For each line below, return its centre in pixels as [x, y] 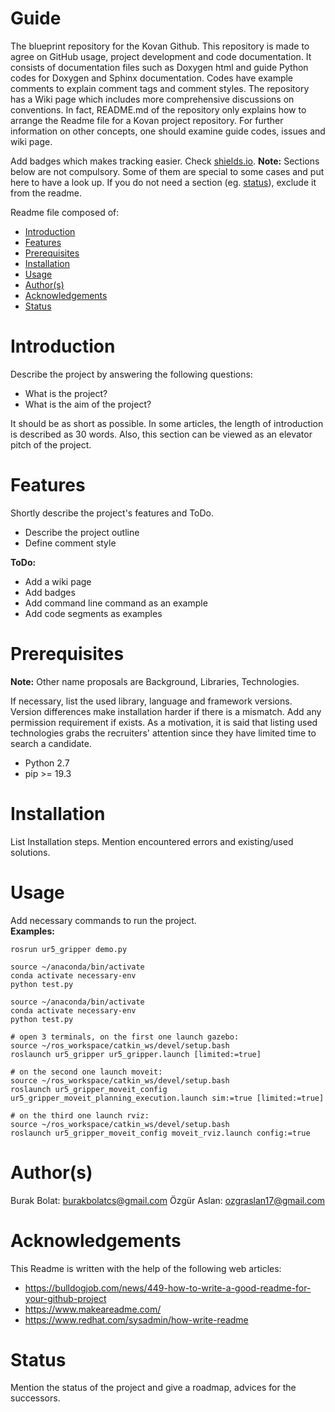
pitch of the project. [51, 444]
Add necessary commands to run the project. [103, 920]
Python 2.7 [47, 763]
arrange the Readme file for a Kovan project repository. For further [147, 120]
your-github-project [65, 1298]
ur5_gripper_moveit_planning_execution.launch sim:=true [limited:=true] [167, 1098]
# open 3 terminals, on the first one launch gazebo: [125, 1037]
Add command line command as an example [116, 603]
